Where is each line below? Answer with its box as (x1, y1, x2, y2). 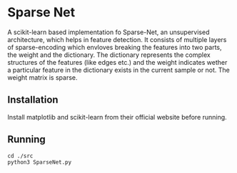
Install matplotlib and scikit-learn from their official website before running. (7, 112, 227, 121)
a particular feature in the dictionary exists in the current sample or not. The (7, 65, 231, 74)
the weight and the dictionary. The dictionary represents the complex (7, 51, 211, 59)
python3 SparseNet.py (7, 158, 72, 166)
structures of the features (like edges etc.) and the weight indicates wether (7, 58, 228, 66)
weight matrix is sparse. (7, 73, 78, 82)
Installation (7, 94, 59, 106)
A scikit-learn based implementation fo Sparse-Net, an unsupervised (7, 28, 210, 36)
